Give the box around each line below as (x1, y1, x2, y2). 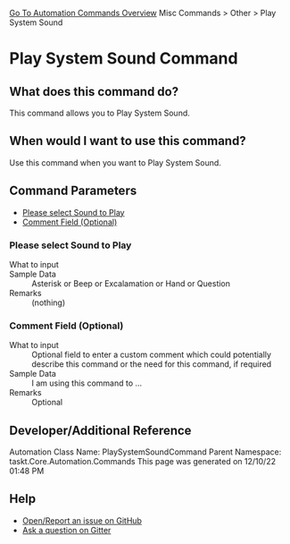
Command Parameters (9, 183, 137, 199)
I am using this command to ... (31, 378, 143, 388)
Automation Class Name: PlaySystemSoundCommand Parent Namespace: (9, 446, 282, 457)
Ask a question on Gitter (21, 524, 112, 535)
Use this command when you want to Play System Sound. (9, 157, 221, 168)
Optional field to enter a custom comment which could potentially (31, 349, 272, 361)
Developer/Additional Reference (9, 422, 192, 438)
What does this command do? (9, 84, 179, 99)
